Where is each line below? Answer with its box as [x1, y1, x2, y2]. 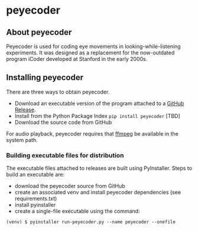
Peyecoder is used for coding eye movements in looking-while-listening [6, 43, 181, 50]
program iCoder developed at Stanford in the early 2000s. [6, 56, 148, 62]
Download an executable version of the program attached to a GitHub [14, 100, 184, 107]
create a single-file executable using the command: [14, 208, 140, 215]
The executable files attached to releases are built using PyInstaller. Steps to [6, 165, 193, 172]
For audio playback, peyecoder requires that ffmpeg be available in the [6, 130, 178, 137]
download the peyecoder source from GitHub [14, 182, 125, 190]
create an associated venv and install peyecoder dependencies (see [14, 189, 181, 196]
